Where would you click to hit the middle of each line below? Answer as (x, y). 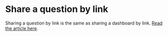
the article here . (22, 28)
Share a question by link (57, 9)
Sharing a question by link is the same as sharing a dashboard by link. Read (84, 23)
